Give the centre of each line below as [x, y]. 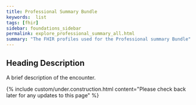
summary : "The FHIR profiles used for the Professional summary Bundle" [99, 39]
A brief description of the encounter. [51, 77]
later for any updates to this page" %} [53, 95]
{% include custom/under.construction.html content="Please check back [96, 89]
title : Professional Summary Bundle [52, 12]
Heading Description [45, 63]
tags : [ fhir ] [22, 23]
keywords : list [26, 17]
